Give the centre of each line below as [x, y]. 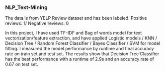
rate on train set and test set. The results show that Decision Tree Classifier [82, 54]
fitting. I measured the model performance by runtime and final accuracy [80, 49]
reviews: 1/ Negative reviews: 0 [37, 23]
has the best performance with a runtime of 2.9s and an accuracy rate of [80, 59]
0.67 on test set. [22, 64]
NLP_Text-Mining [27, 7]
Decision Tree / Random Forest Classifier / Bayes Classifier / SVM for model [83, 43]
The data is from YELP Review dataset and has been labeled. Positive [76, 18]
